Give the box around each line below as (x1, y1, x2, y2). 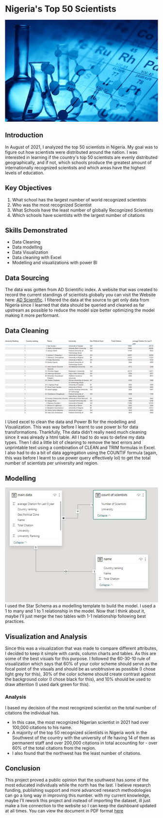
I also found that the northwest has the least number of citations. (12, 750, 142, 756)
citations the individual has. (5, 710, 60, 716)
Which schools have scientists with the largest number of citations (12, 212, 145, 218)
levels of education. (5, 170, 45, 176)
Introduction (5, 131, 44, 139)
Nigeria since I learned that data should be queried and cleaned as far (5, 302, 145, 308)
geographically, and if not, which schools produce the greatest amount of (5, 159, 152, 165)
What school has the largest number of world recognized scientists (12, 196, 147, 202)
